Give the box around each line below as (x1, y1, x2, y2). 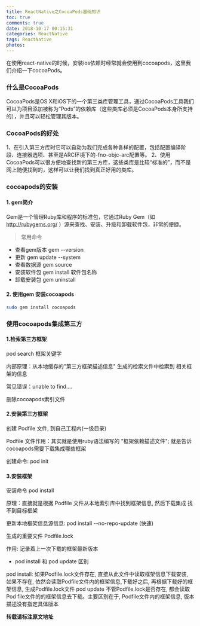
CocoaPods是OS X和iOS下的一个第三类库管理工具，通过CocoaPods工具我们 (6, 98, 194, 105)
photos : (6, 42, 26, 48)
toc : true (6, 14, 31, 20)
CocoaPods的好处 (6, 129, 59, 138)
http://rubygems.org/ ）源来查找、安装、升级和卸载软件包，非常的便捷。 (6, 221, 185, 228)
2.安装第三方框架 (6, 410, 48, 417)
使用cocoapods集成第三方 (6, 319, 82, 328)
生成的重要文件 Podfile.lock (6, 533, 73, 540)
